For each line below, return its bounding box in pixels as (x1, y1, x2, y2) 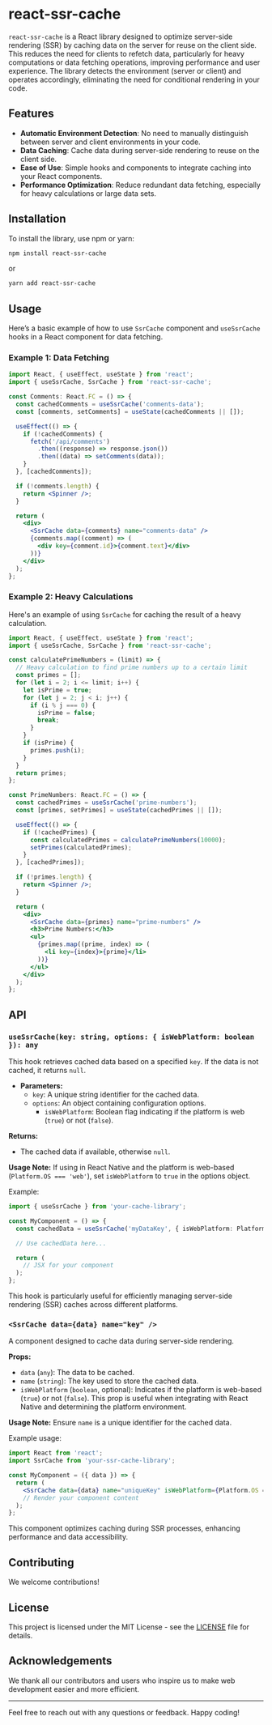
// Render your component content (23, 1493, 139, 1502)
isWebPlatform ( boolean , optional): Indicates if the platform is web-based (19, 1385, 262, 1395)
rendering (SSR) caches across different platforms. (8, 1300, 178, 1310)
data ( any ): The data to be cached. (19, 1368, 135, 1378)
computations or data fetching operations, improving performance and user (8, 57, 261, 67)
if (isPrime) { (23, 739, 74, 747)
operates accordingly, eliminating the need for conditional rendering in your (8, 75, 261, 84)
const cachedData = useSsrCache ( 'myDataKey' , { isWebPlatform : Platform (15, 1225, 266, 1233)
